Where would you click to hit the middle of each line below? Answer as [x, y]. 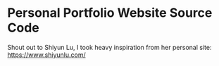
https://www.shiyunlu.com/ [46, 55]
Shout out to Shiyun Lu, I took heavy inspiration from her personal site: [109, 47]
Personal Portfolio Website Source [110, 13]
